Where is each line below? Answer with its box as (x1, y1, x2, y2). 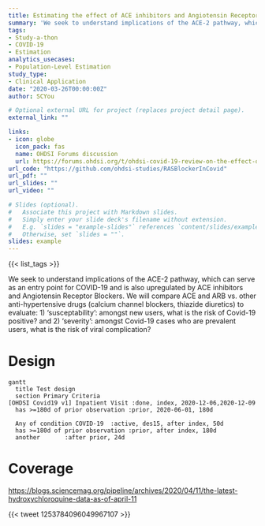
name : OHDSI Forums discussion (15, 150, 118, 158)
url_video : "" (8, 187, 55, 195)
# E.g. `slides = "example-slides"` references (8, 222, 175, 231)
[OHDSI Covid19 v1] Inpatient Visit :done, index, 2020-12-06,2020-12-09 (8, 399, 256, 407)
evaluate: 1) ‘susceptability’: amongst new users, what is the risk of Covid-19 (8, 308, 256, 318)
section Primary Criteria (15, 392, 101, 401)
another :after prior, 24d (15, 434, 125, 442)
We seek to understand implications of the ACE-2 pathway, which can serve (8, 274, 256, 284)
